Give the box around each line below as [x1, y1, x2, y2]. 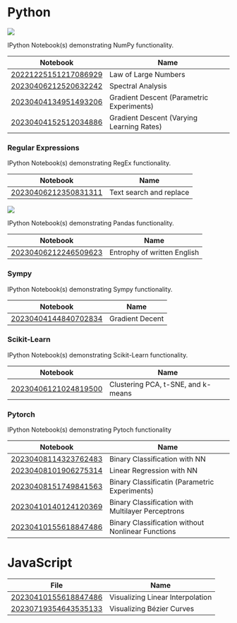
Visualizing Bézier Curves [109, 604, 195, 614]
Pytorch [7, 409, 35, 419]
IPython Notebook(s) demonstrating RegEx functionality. [7, 159, 171, 167]
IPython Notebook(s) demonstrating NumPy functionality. [7, 40, 174, 49]
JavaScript [7, 555, 73, 571]
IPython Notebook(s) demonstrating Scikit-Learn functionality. [7, 350, 188, 359]
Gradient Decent [109, 314, 164, 324]
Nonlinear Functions [109, 527, 176, 537]
